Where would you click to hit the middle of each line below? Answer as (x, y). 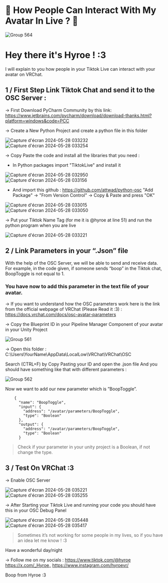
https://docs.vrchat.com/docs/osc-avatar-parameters (61, 314)
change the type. (35, 452)
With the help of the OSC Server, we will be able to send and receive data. (81, 263)
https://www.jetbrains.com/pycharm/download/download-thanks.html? (78, 115)
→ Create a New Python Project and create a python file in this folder (76, 131)
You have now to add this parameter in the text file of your (77, 287)
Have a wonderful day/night (34, 550)
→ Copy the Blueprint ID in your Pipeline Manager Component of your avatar (84, 324)
